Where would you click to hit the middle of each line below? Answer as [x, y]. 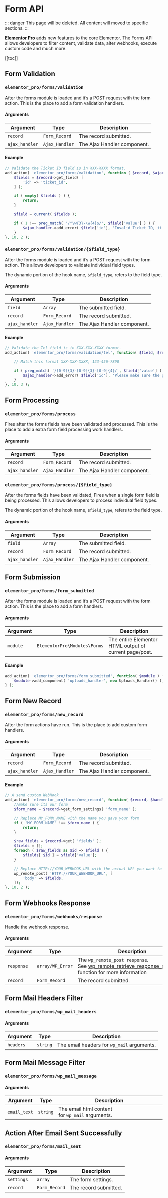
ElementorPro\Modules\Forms [70, 646]
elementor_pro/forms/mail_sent [43, 1147]
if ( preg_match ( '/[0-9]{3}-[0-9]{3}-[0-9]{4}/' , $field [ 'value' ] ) [88, 371]
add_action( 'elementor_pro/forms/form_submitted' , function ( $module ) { [85, 676]
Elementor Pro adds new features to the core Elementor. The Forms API [79, 38]
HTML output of [127, 646]
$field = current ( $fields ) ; [46, 214]
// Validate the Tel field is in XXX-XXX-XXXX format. [63, 348]
